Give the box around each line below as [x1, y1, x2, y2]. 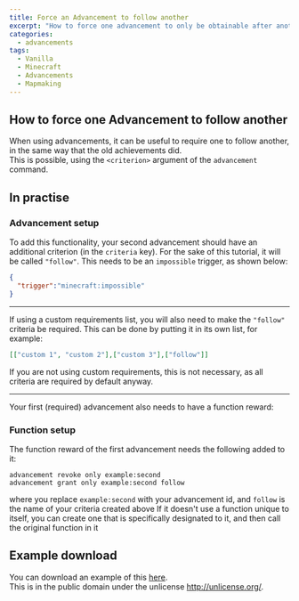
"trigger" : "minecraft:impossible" [17, 281, 145, 290]
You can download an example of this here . [9, 572, 168, 582]
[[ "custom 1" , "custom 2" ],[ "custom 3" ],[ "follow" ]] [9, 350, 209, 359]
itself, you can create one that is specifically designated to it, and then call [9, 513, 281, 524]
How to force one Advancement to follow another [9, 112, 288, 127]
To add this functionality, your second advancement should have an [9, 237, 258, 248]
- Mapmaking [17, 79, 62, 88]
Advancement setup [9, 216, 100, 229]
